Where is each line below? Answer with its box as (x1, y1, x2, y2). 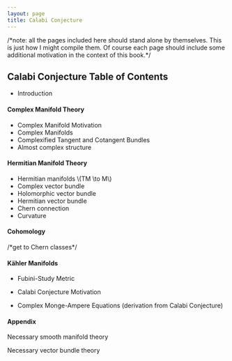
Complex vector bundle (17, 182, 85, 190)
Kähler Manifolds (7, 259, 59, 267)
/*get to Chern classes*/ (7, 243, 78, 251)
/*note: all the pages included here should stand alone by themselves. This (7, 36, 222, 44)
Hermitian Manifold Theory (7, 159, 88, 167)
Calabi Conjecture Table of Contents (7, 70, 169, 82)
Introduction (17, 89, 53, 98)
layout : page (7, 10, 45, 17)
